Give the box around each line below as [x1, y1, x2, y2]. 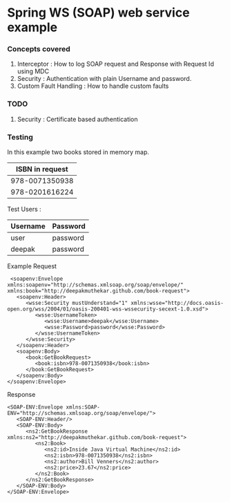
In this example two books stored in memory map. [7, 148, 150, 156]
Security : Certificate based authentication [17, 115, 138, 123]
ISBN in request [16, 165, 68, 174]
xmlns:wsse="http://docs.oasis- [131, 299, 224, 307]
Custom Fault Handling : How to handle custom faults [17, 82, 169, 91]
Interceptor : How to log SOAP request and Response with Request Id [17, 60, 214, 68]
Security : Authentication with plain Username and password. [17, 75, 192, 83]
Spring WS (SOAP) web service [7, 5, 190, 21]
